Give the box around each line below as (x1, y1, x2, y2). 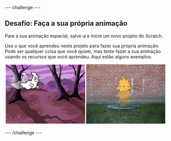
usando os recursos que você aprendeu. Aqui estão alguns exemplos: (5, 53, 152, 59)
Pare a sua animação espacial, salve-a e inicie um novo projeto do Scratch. (5, 33, 163, 39)
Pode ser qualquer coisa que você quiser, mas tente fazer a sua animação (5, 48, 161, 54)
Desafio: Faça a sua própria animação (5, 19, 127, 28)
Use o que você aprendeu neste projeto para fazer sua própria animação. (5, 43, 160, 49)
